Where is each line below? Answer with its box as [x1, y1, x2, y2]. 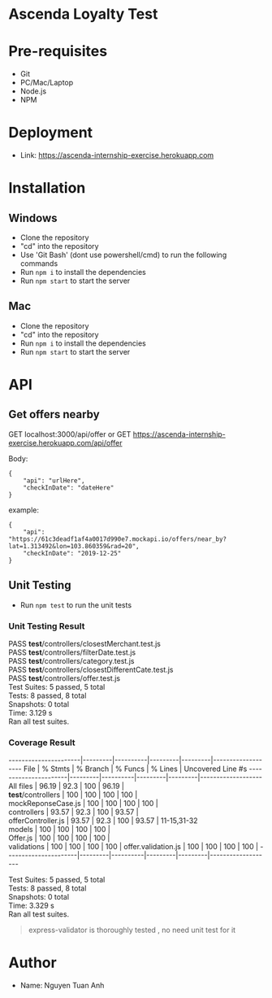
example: [8, 505, 39, 515]
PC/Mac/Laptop [19, 78, 74, 88]
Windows [8, 211, 58, 224]
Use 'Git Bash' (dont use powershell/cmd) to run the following [19, 250, 227, 260]
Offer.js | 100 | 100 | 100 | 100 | [8, 833, 110, 843]
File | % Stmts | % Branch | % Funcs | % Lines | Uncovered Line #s [23, 764, 248, 774]
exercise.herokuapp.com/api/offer [8, 438, 123, 447]
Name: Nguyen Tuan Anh [19, 981, 105, 991]
